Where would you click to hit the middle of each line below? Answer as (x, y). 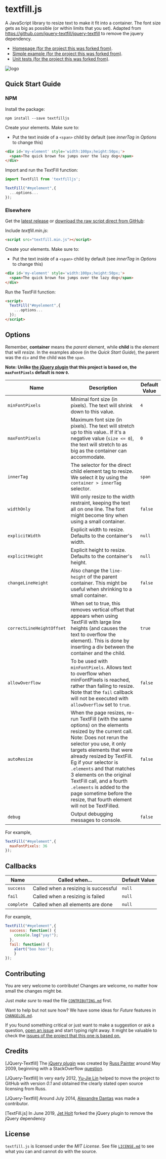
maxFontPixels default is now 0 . (37, 372)
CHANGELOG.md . (19, 1015)
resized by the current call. (102, 731)
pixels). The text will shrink (102, 405)
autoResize (20, 759)
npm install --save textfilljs (37, 118)
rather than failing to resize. (103, 686)
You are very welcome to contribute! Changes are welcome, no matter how (82, 985)
